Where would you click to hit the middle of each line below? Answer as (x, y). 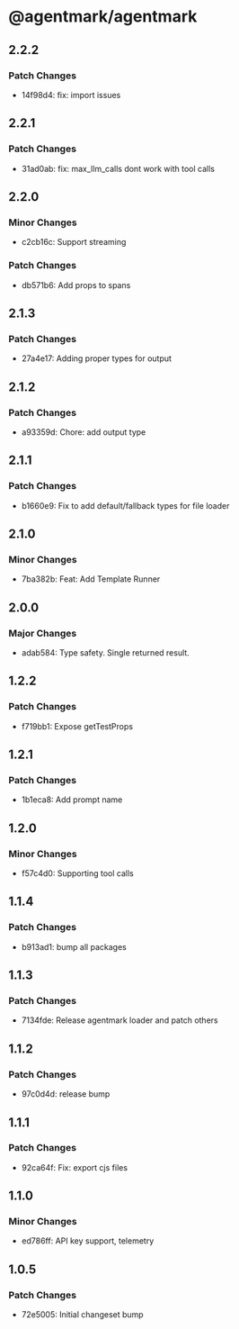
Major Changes (43, 633)
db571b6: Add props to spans (76, 285)
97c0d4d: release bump (66, 1094)
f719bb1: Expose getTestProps (77, 726)
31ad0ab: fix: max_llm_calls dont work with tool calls (118, 168)
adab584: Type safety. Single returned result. (105, 652)
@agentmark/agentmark (103, 17)
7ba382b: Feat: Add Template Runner (91, 579)
